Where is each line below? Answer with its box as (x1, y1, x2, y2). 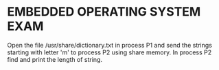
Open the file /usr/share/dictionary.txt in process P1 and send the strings (7, 41, 213, 49)
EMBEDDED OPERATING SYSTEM (7, 4, 201, 20)
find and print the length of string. (7, 55, 103, 63)
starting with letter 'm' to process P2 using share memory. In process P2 (7, 48, 212, 56)
